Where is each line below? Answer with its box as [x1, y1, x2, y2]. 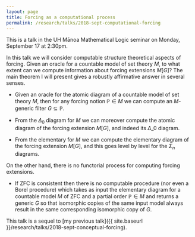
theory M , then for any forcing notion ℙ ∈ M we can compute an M [14, 98, 179, 105]
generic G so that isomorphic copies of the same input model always [14, 199, 183, 207]
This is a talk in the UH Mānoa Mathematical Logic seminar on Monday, [6, 36, 180, 44]
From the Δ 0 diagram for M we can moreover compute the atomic [14, 117, 175, 125]
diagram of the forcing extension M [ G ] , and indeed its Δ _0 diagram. [14, 125, 180, 132]
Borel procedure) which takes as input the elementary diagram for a [14, 186, 181, 193]
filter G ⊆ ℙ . [34, 105, 65, 112]
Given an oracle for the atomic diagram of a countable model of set [14, 91, 180, 99]
